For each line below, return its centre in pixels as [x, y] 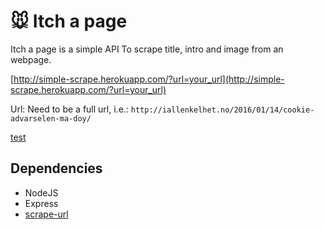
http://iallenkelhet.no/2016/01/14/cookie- [222, 110]
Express [41, 203]
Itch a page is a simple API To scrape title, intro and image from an [147, 49]
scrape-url [46, 214]
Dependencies [56, 168]
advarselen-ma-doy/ [51, 118]
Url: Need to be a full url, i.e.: [69, 109]
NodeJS [41, 192]
